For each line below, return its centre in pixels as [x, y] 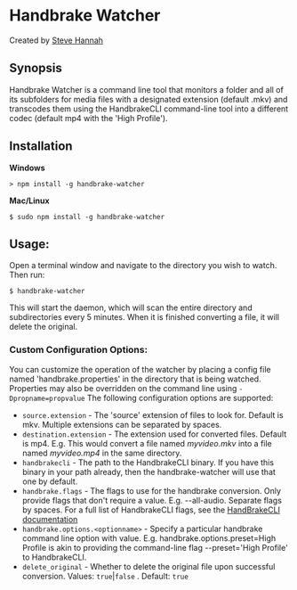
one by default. [50, 481]
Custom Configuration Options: [79, 350]
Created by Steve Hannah [56, 40]
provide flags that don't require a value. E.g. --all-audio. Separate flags [152, 500]
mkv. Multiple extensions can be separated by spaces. [122, 424]
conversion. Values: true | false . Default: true [105, 576]
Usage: [30, 244]
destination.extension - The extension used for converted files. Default [154, 434]
